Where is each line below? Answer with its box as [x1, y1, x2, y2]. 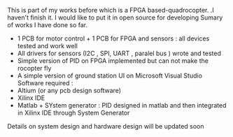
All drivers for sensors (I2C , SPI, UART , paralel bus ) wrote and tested [17, 49, 222, 57]
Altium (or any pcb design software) [17, 87, 121, 94]
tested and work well [17, 42, 78, 50]
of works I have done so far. [7, 21, 88, 29]
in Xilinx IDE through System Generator [17, 108, 130, 117]
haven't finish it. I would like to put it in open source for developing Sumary [7, 13, 223, 22]
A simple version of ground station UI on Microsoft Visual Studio [17, 71, 203, 80]
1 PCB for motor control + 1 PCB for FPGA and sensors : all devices [17, 34, 210, 43]
